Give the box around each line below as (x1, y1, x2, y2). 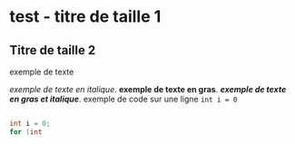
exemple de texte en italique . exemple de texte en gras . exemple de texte (9, 84, 287, 94)
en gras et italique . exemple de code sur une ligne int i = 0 (9, 93, 238, 104)
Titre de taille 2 (9, 43, 96, 58)
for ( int (9, 127, 43, 137)
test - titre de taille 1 (9, 6, 162, 27)
